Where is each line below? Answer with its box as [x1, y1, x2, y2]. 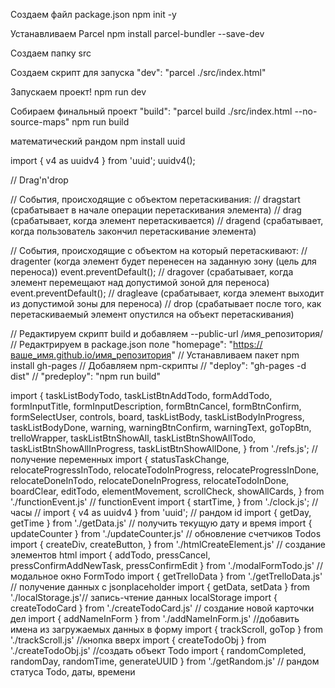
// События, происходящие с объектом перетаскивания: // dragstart [10, 194, 301, 205]
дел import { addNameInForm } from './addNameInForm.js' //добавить [10, 613, 300, 624]
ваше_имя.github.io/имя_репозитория [10, 349, 172, 361]
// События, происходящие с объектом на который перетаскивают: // [10, 245, 308, 256]
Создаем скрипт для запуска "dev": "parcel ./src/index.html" [10, 67, 267, 78]
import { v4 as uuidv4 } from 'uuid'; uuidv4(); [10, 155, 196, 166]
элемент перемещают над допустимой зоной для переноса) [10, 277, 270, 288]
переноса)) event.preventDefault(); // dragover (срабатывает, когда [10, 266, 294, 278]
